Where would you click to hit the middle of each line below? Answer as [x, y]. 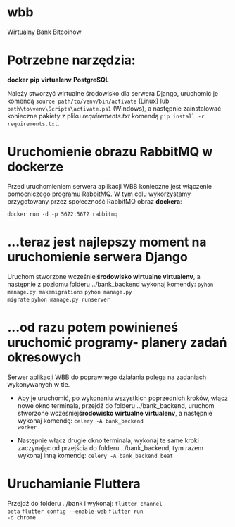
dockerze [36, 167]
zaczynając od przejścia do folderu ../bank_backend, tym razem [110, 447]
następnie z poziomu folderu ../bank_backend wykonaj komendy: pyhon [110, 284]
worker [27, 427]
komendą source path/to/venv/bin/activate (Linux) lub [88, 101]
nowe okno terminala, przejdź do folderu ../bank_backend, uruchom [116, 405]
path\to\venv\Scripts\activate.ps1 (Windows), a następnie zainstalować [114, 108]
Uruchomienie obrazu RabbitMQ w [110, 152]
